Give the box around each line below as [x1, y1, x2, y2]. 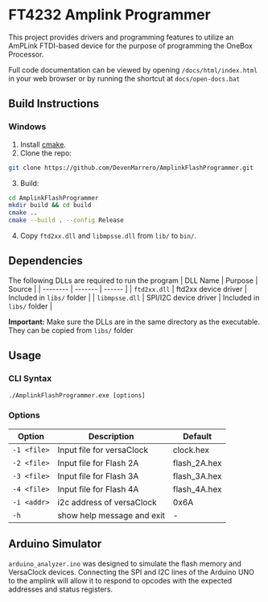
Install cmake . [19, 139, 67, 149]
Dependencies [8, 254, 83, 268]
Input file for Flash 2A [57, 457, 139, 468]
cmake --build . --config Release [8, 216, 125, 225]
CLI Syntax [8, 373, 52, 384]
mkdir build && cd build [8, 201, 92, 210]
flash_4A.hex [172, 484, 222, 495]
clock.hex [172, 444, 210, 455]
